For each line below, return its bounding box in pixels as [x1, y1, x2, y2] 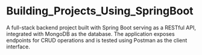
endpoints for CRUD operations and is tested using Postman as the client [6, 36, 188, 44]
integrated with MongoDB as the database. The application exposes [6, 30, 175, 37]
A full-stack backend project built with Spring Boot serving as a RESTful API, [6, 24, 197, 31]
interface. [6, 43, 30, 50]
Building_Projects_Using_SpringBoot [6, 4, 194, 18]
